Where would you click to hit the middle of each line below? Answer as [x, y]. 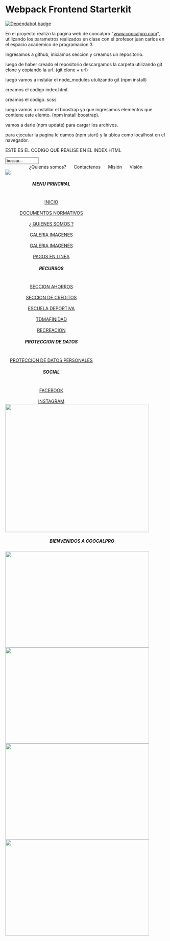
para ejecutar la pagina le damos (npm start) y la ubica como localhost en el [85, 135]
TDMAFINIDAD [51, 319]
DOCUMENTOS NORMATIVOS [51, 213]
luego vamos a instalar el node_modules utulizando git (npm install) [76, 79]
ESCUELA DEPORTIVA [51, 308]
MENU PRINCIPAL [51, 183]
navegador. [17, 140]
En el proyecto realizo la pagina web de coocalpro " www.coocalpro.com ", [83, 33]
